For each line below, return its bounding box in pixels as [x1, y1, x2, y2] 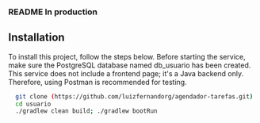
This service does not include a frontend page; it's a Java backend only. [8, 68, 244, 78]
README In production [8, 6, 97, 17]
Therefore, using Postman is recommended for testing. [8, 77, 188, 86]
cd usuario [15, 100, 52, 108]
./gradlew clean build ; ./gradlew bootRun [15, 107, 158, 115]
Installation [8, 31, 65, 44]
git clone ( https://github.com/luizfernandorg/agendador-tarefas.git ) [15, 92, 254, 101]
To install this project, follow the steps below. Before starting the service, [8, 52, 246, 61]
